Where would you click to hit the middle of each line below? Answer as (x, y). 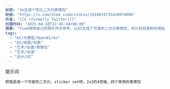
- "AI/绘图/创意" (27, 43)
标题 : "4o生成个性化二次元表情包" (37, 10)
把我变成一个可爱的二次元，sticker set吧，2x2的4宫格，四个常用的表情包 (73, 82)
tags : (11, 33)
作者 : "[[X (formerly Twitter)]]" (41, 19)
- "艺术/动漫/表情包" (30, 47)
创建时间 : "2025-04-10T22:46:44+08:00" (46, 24)
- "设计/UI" (22, 57)
